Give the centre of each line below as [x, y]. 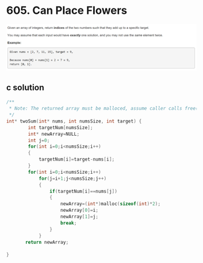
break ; [69, 223]
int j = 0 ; [39, 140]
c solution [25, 87]
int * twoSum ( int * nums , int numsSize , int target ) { [74, 121]
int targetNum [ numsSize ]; [61, 127]
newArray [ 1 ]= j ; [79, 217]
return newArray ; [47, 242]
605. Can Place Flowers [67, 11]
